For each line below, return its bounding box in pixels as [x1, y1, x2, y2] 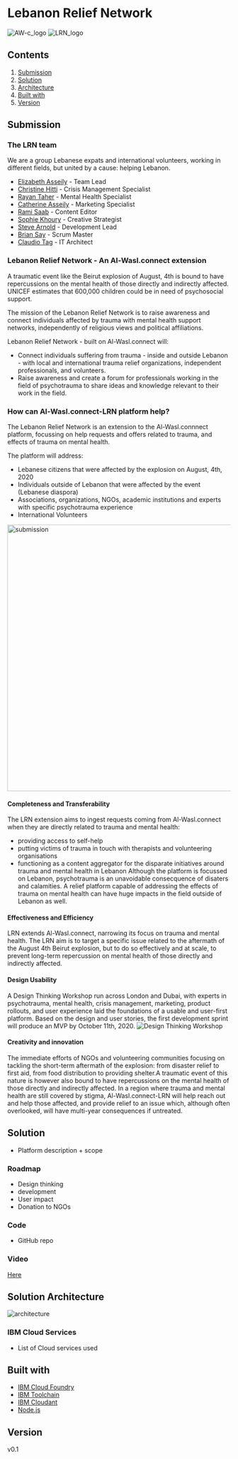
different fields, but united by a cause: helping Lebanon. [7, 163, 171, 172]
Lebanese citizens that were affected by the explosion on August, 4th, [17, 465, 222, 474]
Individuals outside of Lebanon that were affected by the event [17, 480, 200, 489]
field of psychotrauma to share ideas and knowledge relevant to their [17, 381, 220, 389]
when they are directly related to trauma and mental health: [7, 823, 181, 831]
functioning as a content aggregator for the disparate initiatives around [17, 859, 225, 868]
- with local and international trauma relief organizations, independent [17, 358, 222, 367]
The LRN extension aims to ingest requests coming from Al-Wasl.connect [7, 815, 222, 824]
